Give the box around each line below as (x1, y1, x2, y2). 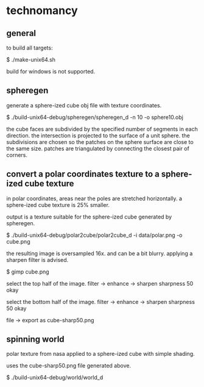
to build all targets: (6, 44, 53, 51)
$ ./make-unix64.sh (6, 56, 56, 63)
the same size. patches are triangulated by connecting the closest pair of (6, 145, 190, 152)
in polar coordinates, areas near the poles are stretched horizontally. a (6, 195, 183, 202)
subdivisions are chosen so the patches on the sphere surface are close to (6, 138, 194, 145)
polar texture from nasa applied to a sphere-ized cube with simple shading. (6, 350, 195, 358)
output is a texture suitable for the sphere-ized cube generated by (6, 213, 172, 220)
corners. (6, 151, 28, 159)
